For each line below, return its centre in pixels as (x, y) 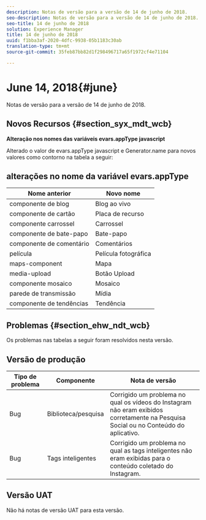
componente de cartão (42, 214)
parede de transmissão (43, 294)
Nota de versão (153, 380)
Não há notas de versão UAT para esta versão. (65, 510)
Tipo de (25, 377)
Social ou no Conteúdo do (147, 425)
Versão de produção (46, 359)
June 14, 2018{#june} (62, 87)
